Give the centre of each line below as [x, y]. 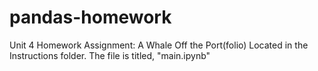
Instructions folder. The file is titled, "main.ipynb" [110, 55]
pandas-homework [90, 17]
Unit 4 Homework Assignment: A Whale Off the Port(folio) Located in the [159, 45]
